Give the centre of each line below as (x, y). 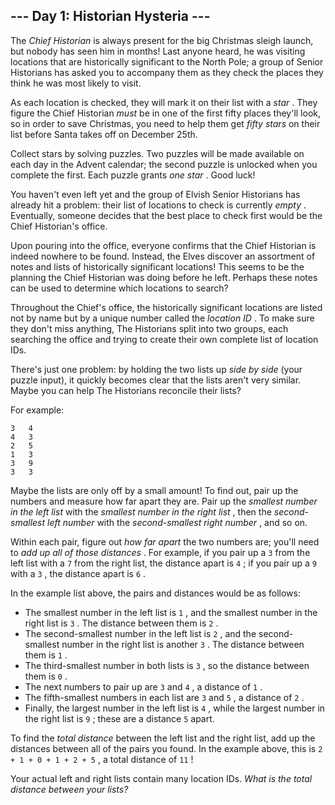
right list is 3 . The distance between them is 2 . (121, 623)
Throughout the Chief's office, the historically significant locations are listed (166, 307)
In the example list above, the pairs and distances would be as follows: (155, 593)
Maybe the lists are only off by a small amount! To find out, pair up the (154, 490)
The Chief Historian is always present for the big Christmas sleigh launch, (162, 40)
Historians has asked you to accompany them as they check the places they (167, 72)
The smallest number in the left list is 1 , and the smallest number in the (171, 612)
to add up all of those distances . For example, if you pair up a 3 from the (160, 552)
